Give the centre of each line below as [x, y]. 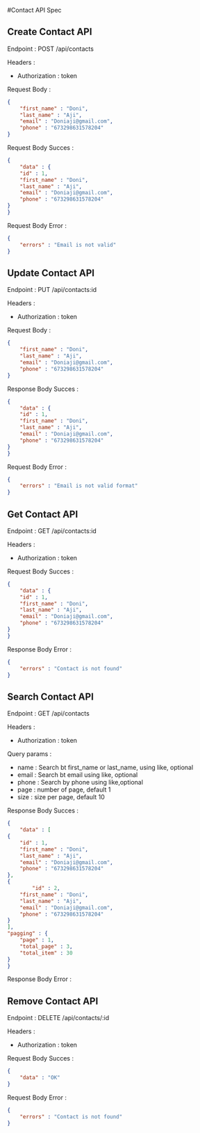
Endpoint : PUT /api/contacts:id [52, 290]
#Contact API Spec [34, 10]
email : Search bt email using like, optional [77, 775]
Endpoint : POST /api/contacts [50, 49]
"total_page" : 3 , [46, 946]
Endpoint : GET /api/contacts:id [52, 531]
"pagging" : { [28, 934]
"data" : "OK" [40, 1078]
